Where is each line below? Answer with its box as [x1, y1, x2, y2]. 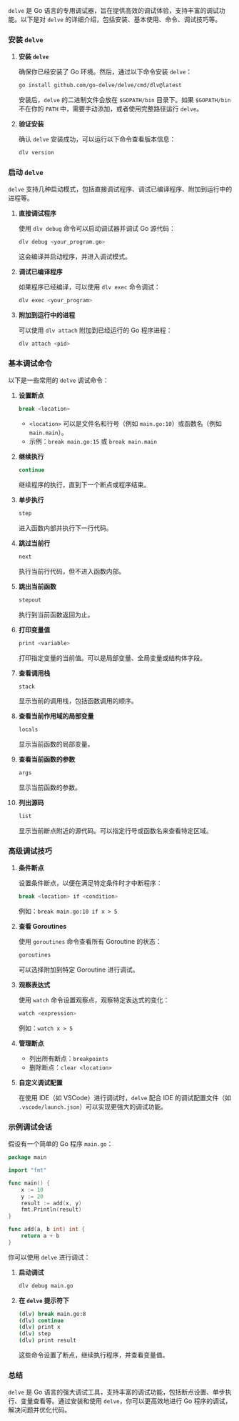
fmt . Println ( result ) [21, 1206, 82, 1213]
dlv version [18, 149, 54, 156]
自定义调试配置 [18, 1078, 63, 1087]
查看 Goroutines [18, 922, 67, 931]
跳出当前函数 [18, 582, 56, 591]
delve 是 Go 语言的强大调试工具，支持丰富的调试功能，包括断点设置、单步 [8, 1388, 225, 1397]
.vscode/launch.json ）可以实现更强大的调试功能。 [18, 1102, 167, 1111]
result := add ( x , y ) [21, 1200, 82, 1207]
